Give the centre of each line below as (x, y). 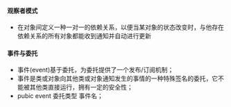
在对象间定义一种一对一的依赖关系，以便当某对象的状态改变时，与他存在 (120, 27)
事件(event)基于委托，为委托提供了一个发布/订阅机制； (95, 70)
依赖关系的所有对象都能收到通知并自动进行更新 (84, 36)
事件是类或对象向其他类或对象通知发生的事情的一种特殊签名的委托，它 (118, 79)
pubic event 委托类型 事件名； (60, 96)
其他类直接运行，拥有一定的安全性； (81, 88)
